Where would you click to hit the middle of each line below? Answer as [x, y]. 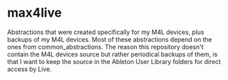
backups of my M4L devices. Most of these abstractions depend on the [109, 39]
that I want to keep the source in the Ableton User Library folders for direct [114, 61]
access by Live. [30, 69]
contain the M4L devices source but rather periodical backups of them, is [112, 54]
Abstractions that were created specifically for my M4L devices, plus [106, 32]
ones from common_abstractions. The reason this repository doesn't [105, 47]
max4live [35, 13]
